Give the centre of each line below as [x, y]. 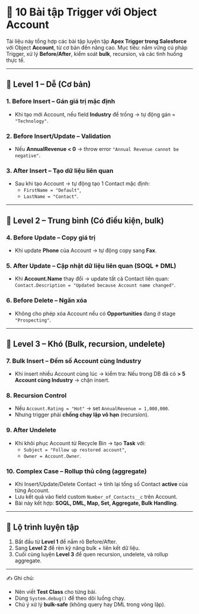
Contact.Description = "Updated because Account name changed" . [95, 285]
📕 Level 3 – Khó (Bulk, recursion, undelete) [86, 344]
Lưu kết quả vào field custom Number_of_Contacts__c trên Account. [96, 497]
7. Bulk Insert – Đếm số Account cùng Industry [74, 361]
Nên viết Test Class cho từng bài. [56, 591]
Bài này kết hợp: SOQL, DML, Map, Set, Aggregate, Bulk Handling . [96, 503]
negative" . [28, 155]
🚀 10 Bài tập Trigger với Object [81, 12]
